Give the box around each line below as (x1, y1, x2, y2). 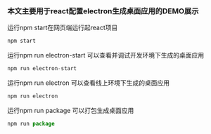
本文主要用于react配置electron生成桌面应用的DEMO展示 (7, 6, 199, 15)
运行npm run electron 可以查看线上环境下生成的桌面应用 (7, 79, 170, 87)
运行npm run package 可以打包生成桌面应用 (7, 106, 134, 114)
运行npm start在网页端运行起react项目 (7, 23, 118, 32)
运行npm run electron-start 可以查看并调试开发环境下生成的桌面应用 (7, 51, 205, 60)
